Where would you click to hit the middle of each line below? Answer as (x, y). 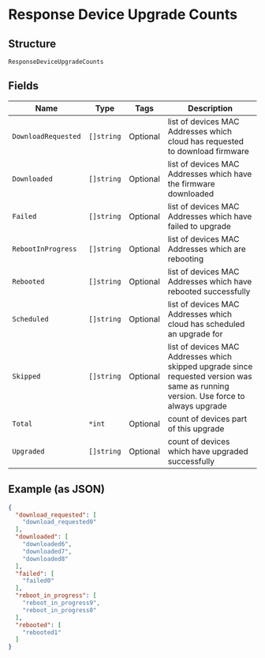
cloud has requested (206, 141)
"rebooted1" (42, 632)
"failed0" (39, 581)
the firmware (191, 183)
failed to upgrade (199, 226)
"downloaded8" (45, 558)
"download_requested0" (60, 522)
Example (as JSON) (56, 489)
